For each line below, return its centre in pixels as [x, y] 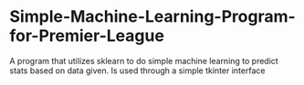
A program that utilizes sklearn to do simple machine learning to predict [144, 61]
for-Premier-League [87, 36]
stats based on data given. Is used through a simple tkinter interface [137, 71]
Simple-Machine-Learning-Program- [153, 17]
